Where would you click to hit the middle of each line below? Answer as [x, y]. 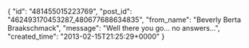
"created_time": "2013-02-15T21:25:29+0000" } [86, 36]
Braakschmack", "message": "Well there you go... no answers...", [114, 28]
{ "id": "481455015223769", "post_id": [70, 11]
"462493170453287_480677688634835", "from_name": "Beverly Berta [124, 20]
